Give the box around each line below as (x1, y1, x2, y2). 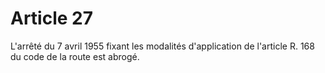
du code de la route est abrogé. (10, 50, 140, 62)
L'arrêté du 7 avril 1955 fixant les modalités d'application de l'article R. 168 (10, 40, 315, 52)
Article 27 (10, 7, 93, 30)
